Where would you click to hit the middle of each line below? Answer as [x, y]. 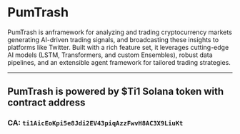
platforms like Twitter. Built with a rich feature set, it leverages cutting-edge [118, 47]
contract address [46, 103]
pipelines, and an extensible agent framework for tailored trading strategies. [119, 62]
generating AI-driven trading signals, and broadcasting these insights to [113, 39]
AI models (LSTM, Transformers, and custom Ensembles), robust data [110, 55]
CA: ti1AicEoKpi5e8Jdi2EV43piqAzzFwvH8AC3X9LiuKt [95, 123]
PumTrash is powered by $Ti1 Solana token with [116, 92]
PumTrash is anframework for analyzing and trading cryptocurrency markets [120, 32]
